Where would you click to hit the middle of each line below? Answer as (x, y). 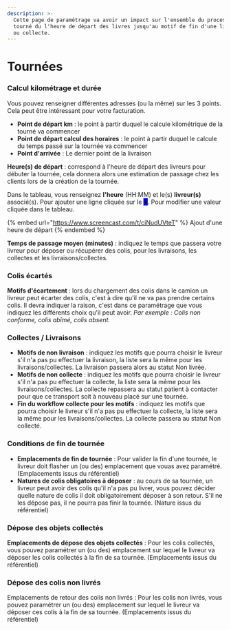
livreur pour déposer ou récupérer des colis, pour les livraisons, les (102, 250)
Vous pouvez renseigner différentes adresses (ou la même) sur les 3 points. (114, 103)
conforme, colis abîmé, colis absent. (59, 320)
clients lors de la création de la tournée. (63, 181)
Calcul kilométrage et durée (54, 88)
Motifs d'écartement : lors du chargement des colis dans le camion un (108, 291)
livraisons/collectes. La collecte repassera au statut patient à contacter (117, 389)
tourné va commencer (48, 131)
